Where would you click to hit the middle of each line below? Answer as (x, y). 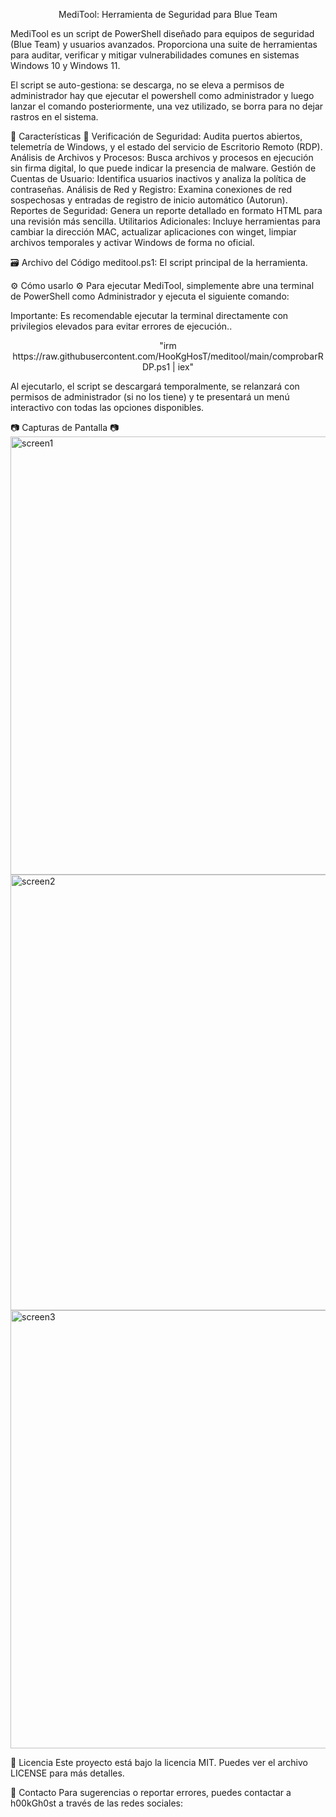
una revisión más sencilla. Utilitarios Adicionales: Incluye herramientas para (165, 221)
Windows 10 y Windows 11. (65, 65)
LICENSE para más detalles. (67, 1773)
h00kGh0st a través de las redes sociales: (97, 1803)
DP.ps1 (156, 367)
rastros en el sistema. (54, 117)
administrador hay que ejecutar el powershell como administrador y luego (162, 95)
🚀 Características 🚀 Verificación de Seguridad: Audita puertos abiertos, (156, 136)
